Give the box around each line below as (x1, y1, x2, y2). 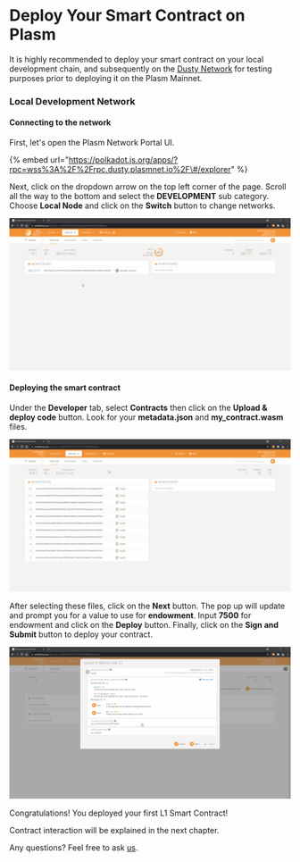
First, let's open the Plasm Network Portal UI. (9, 138, 175, 148)
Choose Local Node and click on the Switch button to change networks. (9, 200, 276, 211)
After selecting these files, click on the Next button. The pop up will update (9, 600, 286, 611)
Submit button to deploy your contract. (9, 629, 154, 640)
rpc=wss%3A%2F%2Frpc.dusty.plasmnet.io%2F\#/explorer (9, 164, 231, 175)
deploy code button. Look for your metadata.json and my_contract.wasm (9, 412, 284, 423)
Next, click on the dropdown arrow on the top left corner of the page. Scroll (9, 181, 287, 192)
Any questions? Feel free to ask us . (9, 842, 138, 853)
